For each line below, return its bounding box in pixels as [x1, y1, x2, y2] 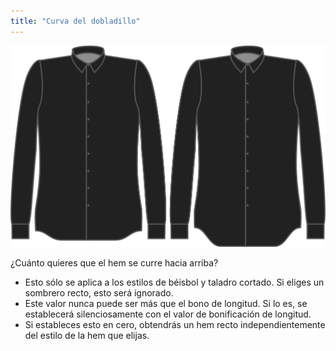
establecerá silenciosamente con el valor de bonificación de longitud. [24, 308, 312, 320]
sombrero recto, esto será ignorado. [24, 287, 174, 299]
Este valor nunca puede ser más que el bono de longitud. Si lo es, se [24, 298, 308, 310]
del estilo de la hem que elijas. [24, 330, 150, 342]
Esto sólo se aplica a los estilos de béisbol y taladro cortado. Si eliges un [24, 276, 325, 289]
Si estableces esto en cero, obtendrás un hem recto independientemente [24, 319, 326, 331]
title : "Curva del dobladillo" [10, 16, 141, 26]
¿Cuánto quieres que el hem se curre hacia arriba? [10, 257, 219, 269]
